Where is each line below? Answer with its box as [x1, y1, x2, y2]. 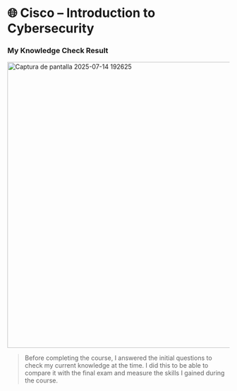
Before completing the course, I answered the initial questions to [24, 354, 213, 362]
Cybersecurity [7, 21, 95, 37]
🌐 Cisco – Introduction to [7, 5, 156, 21]
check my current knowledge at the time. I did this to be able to [24, 361, 209, 370]
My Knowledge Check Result [7, 46, 109, 56]
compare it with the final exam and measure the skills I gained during [24, 369, 225, 378]
